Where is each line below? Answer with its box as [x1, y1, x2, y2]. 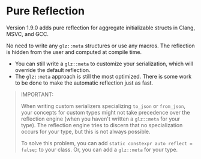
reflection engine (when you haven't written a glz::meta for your [20, 115, 180, 122]
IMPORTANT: [20, 91, 54, 98]
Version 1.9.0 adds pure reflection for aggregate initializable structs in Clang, [6, 24, 196, 31]
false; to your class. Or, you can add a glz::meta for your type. [20, 146, 178, 153]
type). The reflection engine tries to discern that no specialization [20, 121, 183, 128]
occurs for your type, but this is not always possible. [20, 128, 151, 135]
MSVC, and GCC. [6, 30, 49, 37]
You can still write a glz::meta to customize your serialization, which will [14, 60, 194, 67]
